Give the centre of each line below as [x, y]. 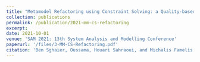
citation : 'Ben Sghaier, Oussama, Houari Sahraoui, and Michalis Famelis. [101, 50]
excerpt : [17, 28]
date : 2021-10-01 [28, 34]
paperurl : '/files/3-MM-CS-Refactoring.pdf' [62, 45]
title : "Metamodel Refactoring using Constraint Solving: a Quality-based [101, 12]
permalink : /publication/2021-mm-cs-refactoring [68, 22]
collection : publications [38, 17]
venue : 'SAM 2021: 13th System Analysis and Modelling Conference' [92, 39]
